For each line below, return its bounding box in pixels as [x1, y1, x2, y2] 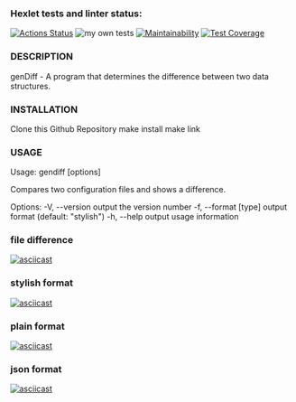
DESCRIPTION [10, 51, 74, 63]
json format [10, 363, 62, 375]
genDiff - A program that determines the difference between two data [10, 70, 270, 81]
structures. [10, 80, 51, 91]
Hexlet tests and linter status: [10, 7, 143, 20]
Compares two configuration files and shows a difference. [10, 184, 227, 195]
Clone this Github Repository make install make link [10, 123, 201, 134]
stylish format [10, 276, 73, 289]
